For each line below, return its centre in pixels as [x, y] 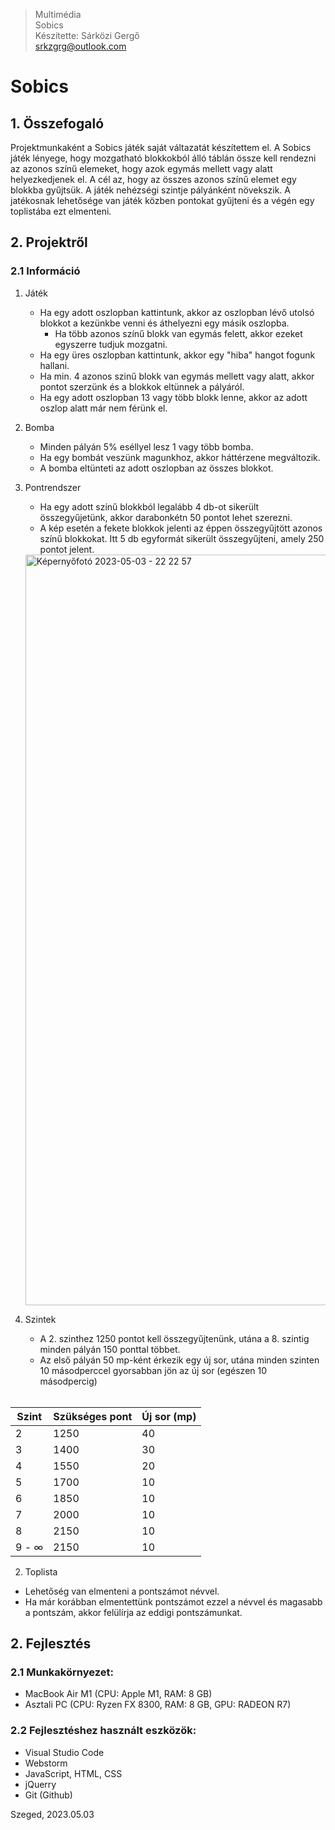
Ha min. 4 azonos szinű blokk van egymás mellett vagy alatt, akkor [177, 376]
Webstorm [46, 1763]
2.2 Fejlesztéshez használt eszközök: [103, 1731]
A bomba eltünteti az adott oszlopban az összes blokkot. [156, 468]
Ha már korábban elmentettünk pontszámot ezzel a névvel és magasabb [173, 1601]
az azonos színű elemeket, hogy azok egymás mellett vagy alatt [141, 168]
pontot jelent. [67, 549]
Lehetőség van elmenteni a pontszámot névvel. [122, 1591]
